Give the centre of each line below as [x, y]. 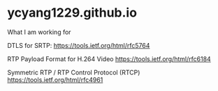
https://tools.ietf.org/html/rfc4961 [55, 80]
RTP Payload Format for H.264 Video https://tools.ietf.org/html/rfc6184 [109, 59]
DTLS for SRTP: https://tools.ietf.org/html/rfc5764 [79, 45]
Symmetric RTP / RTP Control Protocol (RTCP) [74, 72]
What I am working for [39, 32]
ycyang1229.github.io [72, 13]
